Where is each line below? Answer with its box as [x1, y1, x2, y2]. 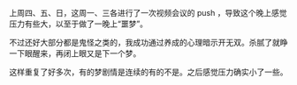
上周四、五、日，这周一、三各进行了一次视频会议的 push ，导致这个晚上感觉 [9, 8, 287, 18]
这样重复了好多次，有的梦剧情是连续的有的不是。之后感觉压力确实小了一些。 [9, 67, 288, 77]
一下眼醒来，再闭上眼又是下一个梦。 [9, 48, 141, 59]
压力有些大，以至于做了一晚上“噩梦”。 [9, 18, 148, 29]
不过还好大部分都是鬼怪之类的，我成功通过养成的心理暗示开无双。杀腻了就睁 [9, 38, 288, 47]
